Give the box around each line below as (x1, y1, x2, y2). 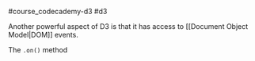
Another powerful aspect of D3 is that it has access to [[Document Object (8, 22, 249, 30)
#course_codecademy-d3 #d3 (8, 7, 108, 16)
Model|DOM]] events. (8, 30, 79, 39)
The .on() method (8, 45, 68, 54)
